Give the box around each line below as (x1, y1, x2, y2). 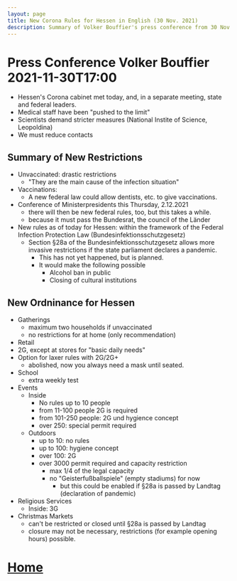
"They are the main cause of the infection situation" (28, 178, 180, 186)
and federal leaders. (17, 100, 77, 109)
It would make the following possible (38, 261, 146, 270)
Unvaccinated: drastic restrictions (17, 170, 117, 178)
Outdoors (28, 428, 57, 437)
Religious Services (17, 496, 72, 505)
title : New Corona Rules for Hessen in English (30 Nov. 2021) (7, 17, 199, 24)
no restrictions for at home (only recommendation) (28, 330, 176, 339)
